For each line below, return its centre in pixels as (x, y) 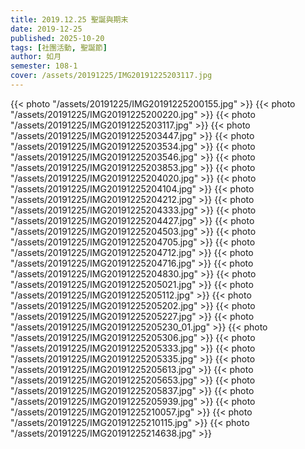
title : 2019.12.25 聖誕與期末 (69, 19)
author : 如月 (36, 57)
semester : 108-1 (44, 66)
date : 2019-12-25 (46, 29)
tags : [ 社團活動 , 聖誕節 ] (59, 47)
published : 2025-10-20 (57, 38)
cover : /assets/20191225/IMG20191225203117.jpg (111, 76)
